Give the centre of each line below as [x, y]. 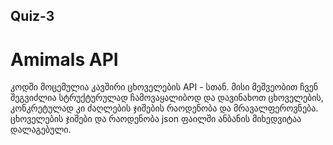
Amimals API [64, 59]
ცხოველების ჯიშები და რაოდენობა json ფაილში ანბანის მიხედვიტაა [156, 119]
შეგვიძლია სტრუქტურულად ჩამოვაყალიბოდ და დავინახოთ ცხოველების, [167, 98]
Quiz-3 [32, 16]
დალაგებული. [41, 130]
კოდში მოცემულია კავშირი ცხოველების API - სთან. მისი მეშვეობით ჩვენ [164, 87]
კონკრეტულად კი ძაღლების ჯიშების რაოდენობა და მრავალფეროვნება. [164, 108]
